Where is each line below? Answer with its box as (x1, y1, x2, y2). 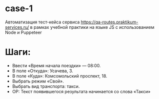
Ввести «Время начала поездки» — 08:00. (12, 62, 101, 68)
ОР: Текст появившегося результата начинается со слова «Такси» (12, 88, 151, 94)
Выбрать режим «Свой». (12, 78, 64, 84)
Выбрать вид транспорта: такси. (12, 83, 80, 89)
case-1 (5, 3, 33, 14)
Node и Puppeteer (5, 29, 42, 35)
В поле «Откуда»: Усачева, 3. (12, 68, 73, 74)
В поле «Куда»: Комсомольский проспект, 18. (12, 73, 107, 79)
